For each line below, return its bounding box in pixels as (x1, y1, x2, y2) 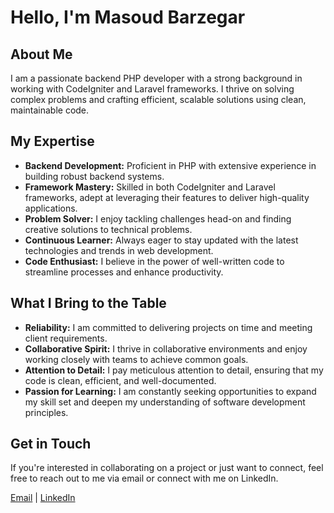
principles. (24, 406, 69, 418)
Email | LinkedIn (10, 492, 76, 504)
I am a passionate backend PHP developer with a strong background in (10, 72, 303, 84)
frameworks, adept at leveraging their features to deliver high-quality (24, 191, 310, 203)
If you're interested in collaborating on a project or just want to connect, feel (10, 462, 324, 474)
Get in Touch (10, 436, 92, 453)
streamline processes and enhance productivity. (24, 266, 224, 278)
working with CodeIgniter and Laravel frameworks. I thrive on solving (10, 83, 295, 95)
